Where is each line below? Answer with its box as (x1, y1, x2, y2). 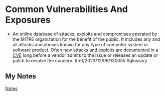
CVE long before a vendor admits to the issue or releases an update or (12, 52, 158, 58)
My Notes (5, 72, 37, 81)
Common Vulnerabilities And (5, 4, 128, 15)
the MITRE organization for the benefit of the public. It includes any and (12, 36, 160, 42)
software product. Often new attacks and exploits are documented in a (12, 47, 158, 53)
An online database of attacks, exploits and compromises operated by (12, 31, 157, 37)
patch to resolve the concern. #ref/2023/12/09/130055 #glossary (12, 57, 147, 63)
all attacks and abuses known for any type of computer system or (12, 41, 148, 47)
